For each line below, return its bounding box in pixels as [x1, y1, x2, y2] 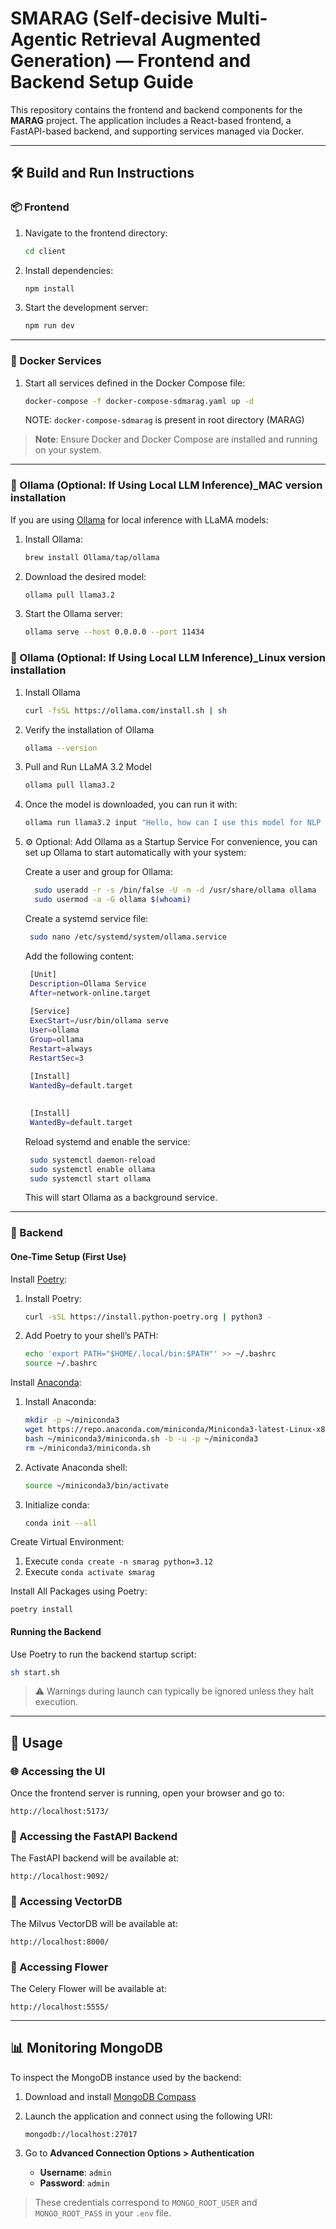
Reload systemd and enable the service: [24, 1135, 191, 1147]
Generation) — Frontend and [10, 50, 252, 72]
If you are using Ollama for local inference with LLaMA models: [10, 513, 269, 526]
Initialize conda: [24, 1498, 90, 1511]
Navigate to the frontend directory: [24, 227, 168, 239]
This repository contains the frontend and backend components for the [10, 103, 303, 116]
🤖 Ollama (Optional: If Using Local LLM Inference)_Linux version [10, 651, 327, 665]
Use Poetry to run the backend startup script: [10, 1648, 197, 1660]
